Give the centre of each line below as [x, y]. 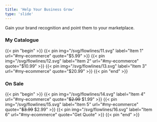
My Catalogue [22, 40]
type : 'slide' [19, 14]
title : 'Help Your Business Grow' [40, 9]
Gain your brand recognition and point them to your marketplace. [70, 27]
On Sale [15, 83]
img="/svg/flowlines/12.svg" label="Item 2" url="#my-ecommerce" [72, 61]
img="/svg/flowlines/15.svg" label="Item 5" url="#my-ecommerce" [72, 105]
